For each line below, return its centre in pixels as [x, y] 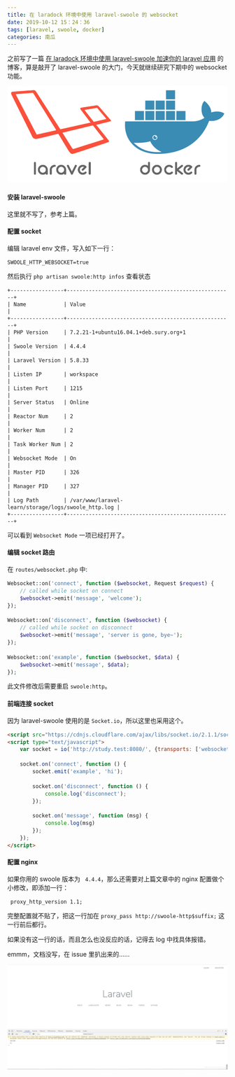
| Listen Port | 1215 [45, 388]
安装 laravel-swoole [36, 197]
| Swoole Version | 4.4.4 [47, 346]
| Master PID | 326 [43, 472]
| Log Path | [37, 500]
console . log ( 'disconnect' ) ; [86, 794]
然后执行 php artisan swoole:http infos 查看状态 [79, 276]
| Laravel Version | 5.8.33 [48, 360]
